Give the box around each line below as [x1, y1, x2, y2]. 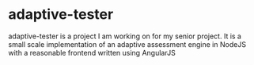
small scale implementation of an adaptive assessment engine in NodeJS [8, 39, 247, 49]
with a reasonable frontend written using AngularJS [8, 48, 176, 57]
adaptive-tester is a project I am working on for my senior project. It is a [8, 31, 241, 41]
